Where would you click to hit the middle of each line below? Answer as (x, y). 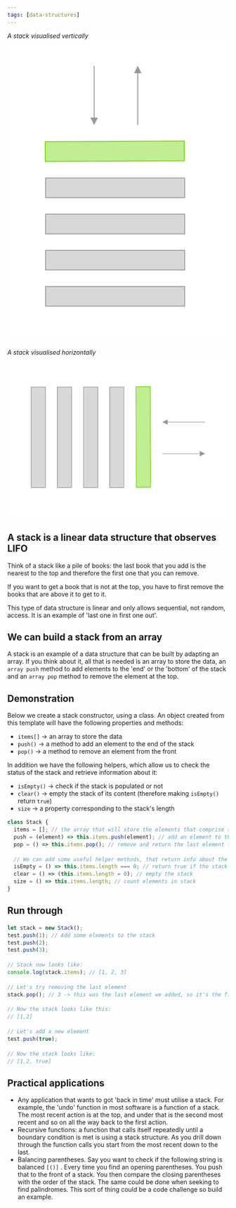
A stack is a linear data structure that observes (112, 538)
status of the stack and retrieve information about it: (83, 773)
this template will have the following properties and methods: (96, 723)
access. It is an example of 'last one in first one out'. (83, 615)
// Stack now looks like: (45, 965)
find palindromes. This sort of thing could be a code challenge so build (120, 1190)
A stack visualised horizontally (52, 353)
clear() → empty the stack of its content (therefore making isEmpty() (118, 794)
